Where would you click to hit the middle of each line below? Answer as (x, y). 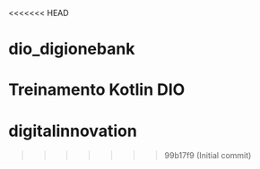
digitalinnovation (73, 131)
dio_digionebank (72, 49)
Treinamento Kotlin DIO (97, 90)
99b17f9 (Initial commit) (208, 156)
